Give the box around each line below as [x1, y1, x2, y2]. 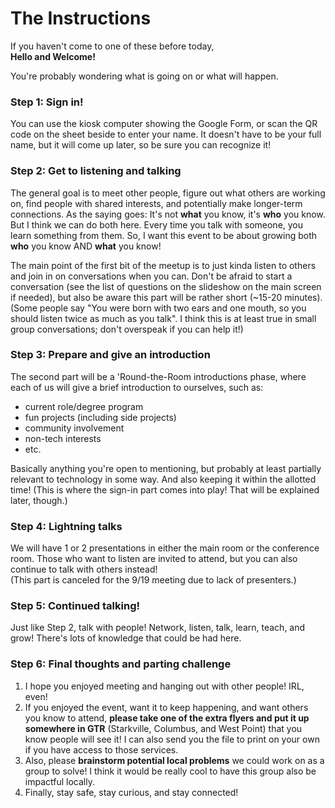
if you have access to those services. [24, 743, 179, 756]
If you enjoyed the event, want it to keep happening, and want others [24, 701, 309, 713]
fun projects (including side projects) [24, 411, 177, 423]
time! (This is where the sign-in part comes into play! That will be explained [10, 483, 320, 496]
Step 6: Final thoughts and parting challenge [10, 657, 232, 671]
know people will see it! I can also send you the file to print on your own [24, 733, 320, 745]
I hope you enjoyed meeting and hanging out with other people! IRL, [24, 680, 305, 692]
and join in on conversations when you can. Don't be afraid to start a [10, 270, 293, 282]
